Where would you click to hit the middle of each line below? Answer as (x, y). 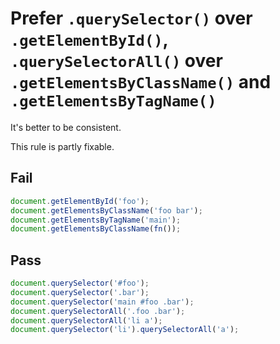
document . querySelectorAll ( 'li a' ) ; (86, 320)
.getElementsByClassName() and (141, 82)
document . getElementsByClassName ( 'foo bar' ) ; (106, 210)
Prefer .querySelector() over (131, 18)
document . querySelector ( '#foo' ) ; (80, 283)
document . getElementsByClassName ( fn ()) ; (96, 229)
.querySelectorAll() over (116, 61)
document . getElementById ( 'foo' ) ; (80, 201)
